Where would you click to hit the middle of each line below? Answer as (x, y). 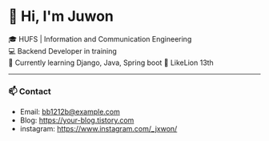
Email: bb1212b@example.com (70, 112)
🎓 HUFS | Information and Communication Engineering (100, 38)
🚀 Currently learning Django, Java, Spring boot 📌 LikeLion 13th (111, 62)
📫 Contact (30, 91)
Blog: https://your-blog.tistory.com (77, 120)
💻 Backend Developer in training (63, 50)
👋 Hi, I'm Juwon (61, 16)
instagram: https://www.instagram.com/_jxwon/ (98, 129)
